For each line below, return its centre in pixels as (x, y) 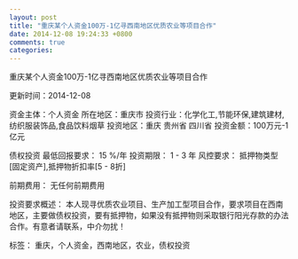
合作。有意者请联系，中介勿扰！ (67, 226)
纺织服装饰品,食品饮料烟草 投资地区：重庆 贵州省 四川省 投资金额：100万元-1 (149, 126)
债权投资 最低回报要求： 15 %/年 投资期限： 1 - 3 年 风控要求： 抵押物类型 (144, 155)
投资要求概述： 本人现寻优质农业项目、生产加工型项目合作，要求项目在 (138, 204)
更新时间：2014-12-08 (50, 96)
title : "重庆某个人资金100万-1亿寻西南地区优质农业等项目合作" (113, 26)
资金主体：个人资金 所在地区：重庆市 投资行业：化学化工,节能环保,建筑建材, (147, 114)
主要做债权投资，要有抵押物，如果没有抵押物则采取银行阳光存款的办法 (161, 216)
